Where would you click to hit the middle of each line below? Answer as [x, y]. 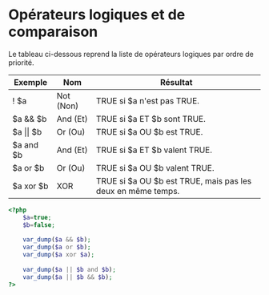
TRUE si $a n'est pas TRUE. [148, 100]
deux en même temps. [138, 191]
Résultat [176, 82]
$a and [25, 144]
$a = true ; [37, 217]
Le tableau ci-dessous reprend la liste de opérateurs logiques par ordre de [131, 54]
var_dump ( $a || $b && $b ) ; [68, 277]
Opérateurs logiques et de [97, 15]
